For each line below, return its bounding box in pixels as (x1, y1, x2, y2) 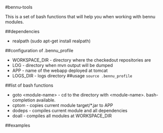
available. (36, 97, 56, 103)
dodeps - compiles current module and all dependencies (12, 108, 128, 113)
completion (12, 97, 35, 103)
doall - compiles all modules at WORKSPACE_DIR (12, 113, 112, 119)
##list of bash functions (5, 82, 53, 88)
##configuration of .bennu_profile (5, 48, 74, 53)
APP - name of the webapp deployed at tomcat (12, 67, 108, 73)
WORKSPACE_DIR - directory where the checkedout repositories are (12, 57, 151, 63)
